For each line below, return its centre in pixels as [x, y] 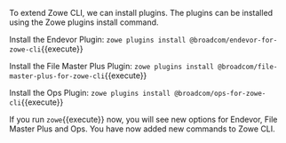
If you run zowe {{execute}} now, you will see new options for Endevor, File [143, 119]
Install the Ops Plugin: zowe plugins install [90, 93]
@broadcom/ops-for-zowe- [220, 93]
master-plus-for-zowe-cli [57, 76]
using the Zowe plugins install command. [84, 22]
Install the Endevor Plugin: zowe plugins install [98, 40]
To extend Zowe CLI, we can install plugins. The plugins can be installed [141, 13]
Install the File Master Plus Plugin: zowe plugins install [112, 66]
